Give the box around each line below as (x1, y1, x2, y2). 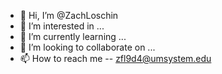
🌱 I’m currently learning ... (19, 31, 127, 42)
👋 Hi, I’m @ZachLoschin (19, 10, 119, 21)
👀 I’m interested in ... (19, 20, 105, 32)
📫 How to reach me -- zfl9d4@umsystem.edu (19, 53, 212, 64)
